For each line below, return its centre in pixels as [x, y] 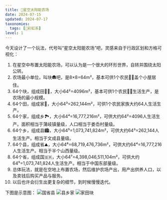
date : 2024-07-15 [23, 14]
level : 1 [14, 33]
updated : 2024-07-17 [27, 19]
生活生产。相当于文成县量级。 [43, 138]
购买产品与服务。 [47, 176]
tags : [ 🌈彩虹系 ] [25, 28]
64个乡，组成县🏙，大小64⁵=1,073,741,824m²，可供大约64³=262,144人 [86, 130]
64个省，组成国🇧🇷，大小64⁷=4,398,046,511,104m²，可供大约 [76, 157]
